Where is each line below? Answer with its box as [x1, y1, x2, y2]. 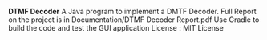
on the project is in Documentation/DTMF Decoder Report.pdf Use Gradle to [8, 15, 260, 24]
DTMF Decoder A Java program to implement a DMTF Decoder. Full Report [8, 7, 257, 16]
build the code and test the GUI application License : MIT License [8, 24, 225, 32]
